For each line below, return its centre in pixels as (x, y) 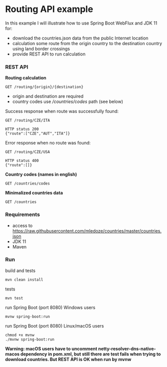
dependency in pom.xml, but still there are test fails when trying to (90, 354)
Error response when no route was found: (48, 143)
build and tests (20, 270)
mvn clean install (24, 279)
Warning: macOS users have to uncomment (51, 348)
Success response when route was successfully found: (62, 111)
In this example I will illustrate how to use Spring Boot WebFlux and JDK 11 (81, 23)
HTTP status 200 (22, 129)
